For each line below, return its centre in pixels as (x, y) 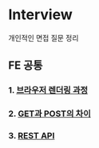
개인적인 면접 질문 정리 (44, 38)
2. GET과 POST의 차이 (49, 114)
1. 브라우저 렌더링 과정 (48, 90)
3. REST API (32, 136)
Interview (41, 15)
